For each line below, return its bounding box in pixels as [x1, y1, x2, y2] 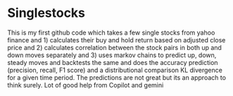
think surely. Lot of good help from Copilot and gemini [7, 80, 164, 89]
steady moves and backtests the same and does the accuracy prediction [7, 58, 218, 66]
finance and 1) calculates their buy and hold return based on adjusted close [7, 35, 226, 44]
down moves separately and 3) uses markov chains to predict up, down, [7, 51, 217, 59]
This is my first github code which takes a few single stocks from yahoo [7, 28, 215, 37]
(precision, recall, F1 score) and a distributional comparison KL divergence [7, 66, 223, 74]
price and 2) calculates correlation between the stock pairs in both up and [7, 43, 222, 52]
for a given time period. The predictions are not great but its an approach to [7, 73, 227, 82]
